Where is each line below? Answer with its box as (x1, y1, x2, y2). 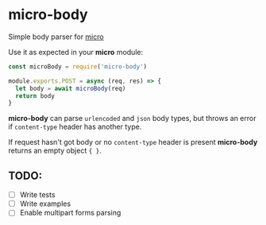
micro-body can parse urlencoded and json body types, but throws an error (8, 114, 256, 123)
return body (15, 91, 56, 100)
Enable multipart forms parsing (19, 208, 121, 218)
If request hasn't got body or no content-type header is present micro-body (8, 138, 258, 147)
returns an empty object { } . (8, 145, 102, 156)
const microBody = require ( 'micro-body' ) (8, 62, 148, 71)
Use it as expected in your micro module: (8, 47, 144, 56)
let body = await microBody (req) (15, 84, 126, 92)
